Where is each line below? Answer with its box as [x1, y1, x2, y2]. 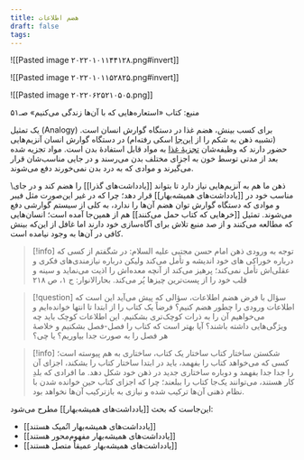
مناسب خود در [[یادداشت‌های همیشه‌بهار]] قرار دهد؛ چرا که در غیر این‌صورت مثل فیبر [10, 190, 294, 201]
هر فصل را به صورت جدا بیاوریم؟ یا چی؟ [32, 330, 169, 341]
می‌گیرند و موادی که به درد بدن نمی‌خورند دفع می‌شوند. [10, 163, 194, 174]
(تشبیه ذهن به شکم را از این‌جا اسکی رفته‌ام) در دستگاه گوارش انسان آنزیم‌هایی [10, 134, 276, 145]
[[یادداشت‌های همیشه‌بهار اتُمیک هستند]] [23, 421, 157, 432]
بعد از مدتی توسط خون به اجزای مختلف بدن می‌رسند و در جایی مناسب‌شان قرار [10, 153, 279, 164]
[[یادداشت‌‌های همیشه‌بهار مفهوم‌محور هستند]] [23, 430, 176, 442]
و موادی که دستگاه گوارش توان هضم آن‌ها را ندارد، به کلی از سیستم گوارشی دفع [10, 199, 281, 210]
